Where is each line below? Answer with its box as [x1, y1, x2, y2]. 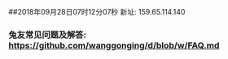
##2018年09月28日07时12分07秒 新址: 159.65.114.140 [8, 7, 186, 16]
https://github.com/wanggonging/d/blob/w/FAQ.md [8, 40, 220, 51]
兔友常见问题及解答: [8, 29, 87, 40]
